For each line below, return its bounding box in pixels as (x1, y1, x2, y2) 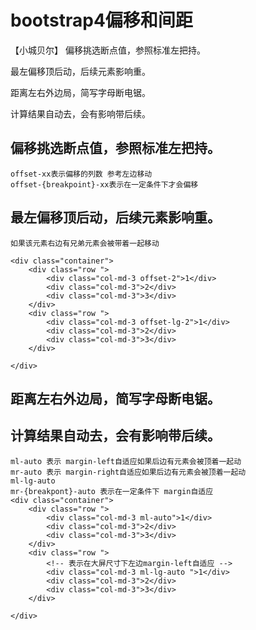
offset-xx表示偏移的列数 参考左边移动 (10, 169, 153, 179)
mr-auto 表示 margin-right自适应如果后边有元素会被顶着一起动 (10, 467, 247, 477)
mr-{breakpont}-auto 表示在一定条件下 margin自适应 (10, 486, 214, 496)
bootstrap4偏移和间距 (10, 9, 193, 32)
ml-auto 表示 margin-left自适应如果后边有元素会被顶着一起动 (10, 456, 242, 466)
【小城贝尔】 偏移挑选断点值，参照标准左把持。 (10, 44, 206, 56)
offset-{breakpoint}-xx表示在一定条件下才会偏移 (10, 179, 199, 190)
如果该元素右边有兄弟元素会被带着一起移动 (10, 238, 160, 248)
